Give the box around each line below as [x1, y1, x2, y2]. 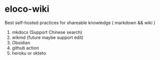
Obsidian [11, 39, 30, 45]
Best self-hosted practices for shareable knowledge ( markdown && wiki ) [4, 20, 156, 26]
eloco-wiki [4, 3, 50, 15]
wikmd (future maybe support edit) [11, 34, 84, 40]
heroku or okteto [11, 50, 46, 56]
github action [11, 45, 39, 51]
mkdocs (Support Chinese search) [11, 29, 82, 35]
